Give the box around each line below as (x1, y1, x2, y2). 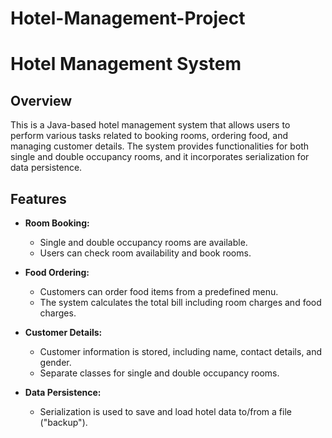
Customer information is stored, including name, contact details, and (39, 346, 323, 357)
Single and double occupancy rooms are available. (39, 237, 248, 248)
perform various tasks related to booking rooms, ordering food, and (10, 130, 289, 142)
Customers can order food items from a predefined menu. (39, 286, 279, 297)
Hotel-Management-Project (10, 7, 246, 30)
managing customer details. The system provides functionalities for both (10, 140, 310, 152)
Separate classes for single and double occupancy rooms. (39, 367, 280, 379)
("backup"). (39, 417, 88, 428)
